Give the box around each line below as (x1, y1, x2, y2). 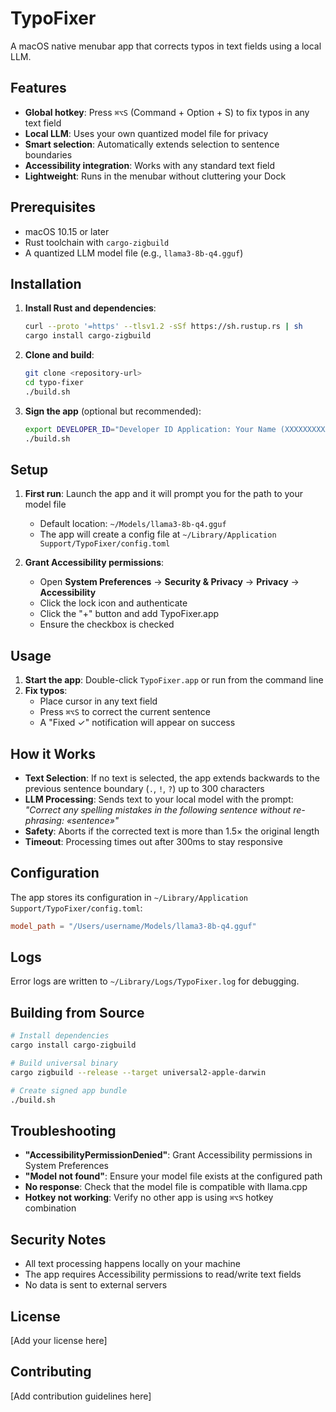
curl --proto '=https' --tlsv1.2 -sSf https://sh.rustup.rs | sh (24, 322, 303, 332)
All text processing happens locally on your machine (24, 1258, 241, 1270)
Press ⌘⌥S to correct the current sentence (39, 706, 211, 718)
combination (24, 1202, 77, 1214)
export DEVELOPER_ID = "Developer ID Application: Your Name (24, 424, 277, 434)
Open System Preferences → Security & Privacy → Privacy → (39, 576, 300, 588)
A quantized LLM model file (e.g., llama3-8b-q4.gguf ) (24, 247, 244, 259)
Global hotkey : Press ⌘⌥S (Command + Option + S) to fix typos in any (24, 106, 310, 118)
